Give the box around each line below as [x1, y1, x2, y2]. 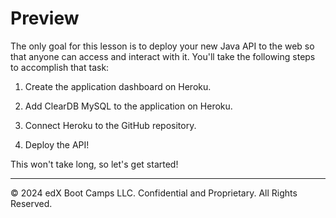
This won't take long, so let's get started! [10, 158, 179, 170]
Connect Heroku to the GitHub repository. [24, 119, 197, 131]
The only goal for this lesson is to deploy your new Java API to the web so [10, 40, 315, 52]
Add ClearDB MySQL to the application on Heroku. [24, 100, 233, 112]
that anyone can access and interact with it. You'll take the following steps [10, 50, 316, 62]
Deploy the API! [24, 138, 90, 151]
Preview [10, 7, 80, 30]
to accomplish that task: [10, 61, 110, 73]
